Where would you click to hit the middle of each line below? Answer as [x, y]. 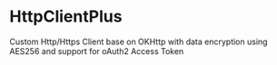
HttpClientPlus [66, 17]
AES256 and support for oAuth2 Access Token [97, 51]
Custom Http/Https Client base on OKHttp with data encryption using [138, 42]
